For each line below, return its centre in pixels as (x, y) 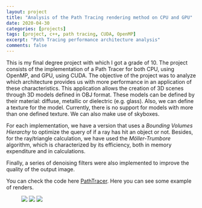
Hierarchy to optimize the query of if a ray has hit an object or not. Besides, (100, 132)
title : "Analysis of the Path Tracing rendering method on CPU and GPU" (99, 17)
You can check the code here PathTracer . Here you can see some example (99, 181)
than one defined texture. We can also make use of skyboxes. (83, 114)
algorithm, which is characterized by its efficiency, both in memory (89, 145)
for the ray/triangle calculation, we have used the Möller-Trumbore (88, 138)
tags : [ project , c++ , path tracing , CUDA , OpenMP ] (71, 34)
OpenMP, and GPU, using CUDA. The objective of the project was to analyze (101, 75)
